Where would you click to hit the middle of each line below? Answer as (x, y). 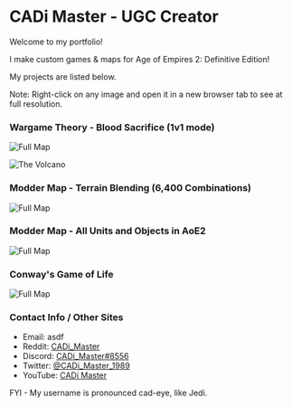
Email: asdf (43, 337)
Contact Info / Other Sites (66, 317)
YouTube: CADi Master (65, 375)
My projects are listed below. (63, 76)
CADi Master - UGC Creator (114, 17)
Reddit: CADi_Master (61, 346)
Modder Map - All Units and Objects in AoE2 (108, 231)
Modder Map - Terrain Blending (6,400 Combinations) (130, 188)
